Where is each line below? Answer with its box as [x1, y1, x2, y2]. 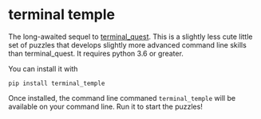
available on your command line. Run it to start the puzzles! [8, 102, 204, 111]
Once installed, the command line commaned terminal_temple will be [8, 93, 236, 102]
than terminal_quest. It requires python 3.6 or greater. [8, 48, 184, 58]
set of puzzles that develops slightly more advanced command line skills [8, 40, 247, 49]
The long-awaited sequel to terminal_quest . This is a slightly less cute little [8, 32, 253, 41]
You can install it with [8, 63, 78, 73]
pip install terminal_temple [8, 79, 105, 87]
